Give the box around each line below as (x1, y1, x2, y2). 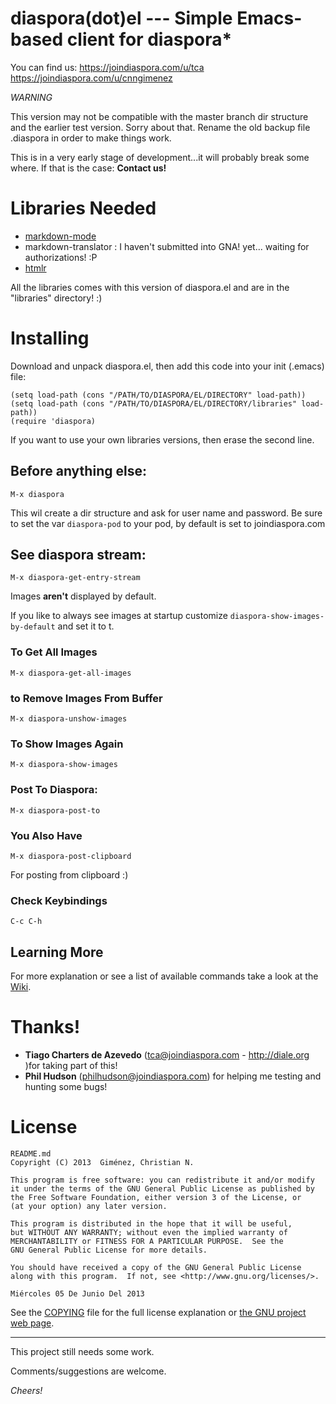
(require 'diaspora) (10, 416, 97, 426)
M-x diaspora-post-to (10, 805, 101, 816)
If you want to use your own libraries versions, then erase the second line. (10, 433, 315, 446)
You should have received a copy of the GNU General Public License (10, 1262, 302, 1272)
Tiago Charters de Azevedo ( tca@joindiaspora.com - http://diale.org (24, 1048, 310, 1061)
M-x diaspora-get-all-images (10, 668, 132, 678)
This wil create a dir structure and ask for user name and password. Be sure (10, 507, 323, 519)
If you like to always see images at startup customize (10, 610, 228, 622)
